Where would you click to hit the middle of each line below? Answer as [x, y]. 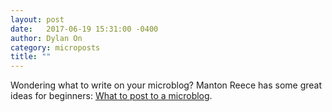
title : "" [31, 57]
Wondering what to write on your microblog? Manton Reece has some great [166, 85]
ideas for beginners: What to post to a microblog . [111, 96]
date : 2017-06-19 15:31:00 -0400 [84, 29]
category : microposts [55, 47]
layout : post [37, 19]
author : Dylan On [46, 38]
